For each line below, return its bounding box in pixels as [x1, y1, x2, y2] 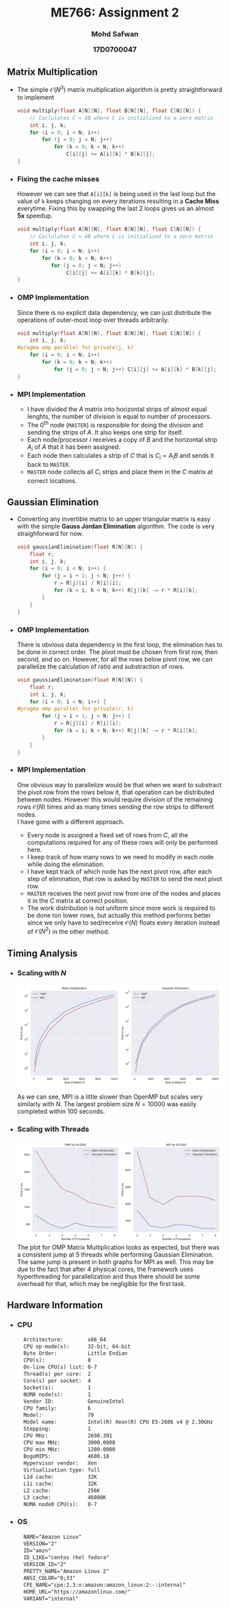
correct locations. [27, 477, 77, 485]
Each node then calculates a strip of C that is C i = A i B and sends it [27, 452, 214, 461]
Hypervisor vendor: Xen [23, 1460, 97, 1467]
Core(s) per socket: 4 [23, 1377, 91, 1384]
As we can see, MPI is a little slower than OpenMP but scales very [16, 1093, 203, 1101]
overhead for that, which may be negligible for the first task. [16, 1279, 187, 1287]
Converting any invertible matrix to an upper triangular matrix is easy [16, 515, 211, 523]
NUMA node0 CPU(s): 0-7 [23, 1501, 97, 1508]
